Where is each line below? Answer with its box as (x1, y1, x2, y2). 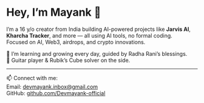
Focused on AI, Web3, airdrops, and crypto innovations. (6, 38, 146, 45)
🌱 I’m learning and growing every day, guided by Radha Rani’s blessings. (6, 50, 188, 57)
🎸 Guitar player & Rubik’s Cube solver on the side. (6, 56, 131, 64)
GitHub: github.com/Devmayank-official (6, 89, 106, 96)
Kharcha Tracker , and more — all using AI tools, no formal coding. (6, 32, 173, 39)
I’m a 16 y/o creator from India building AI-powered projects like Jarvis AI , (6, 25, 191, 33)
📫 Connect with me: (6, 74, 58, 81)
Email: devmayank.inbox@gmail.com (6, 83, 98, 90)
